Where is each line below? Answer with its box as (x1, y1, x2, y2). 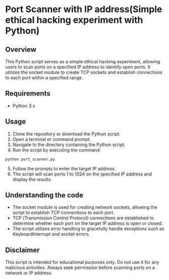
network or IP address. (5, 270, 53, 276)
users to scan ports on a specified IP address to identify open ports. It (5, 64, 151, 70)
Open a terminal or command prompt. (12, 136, 91, 142)
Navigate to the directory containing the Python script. (12, 142, 126, 148)
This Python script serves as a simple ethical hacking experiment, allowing (5, 59, 160, 64)
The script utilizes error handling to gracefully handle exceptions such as (12, 226, 164, 232)
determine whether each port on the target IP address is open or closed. (12, 220, 163, 226)
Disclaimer (5, 246, 40, 254)
